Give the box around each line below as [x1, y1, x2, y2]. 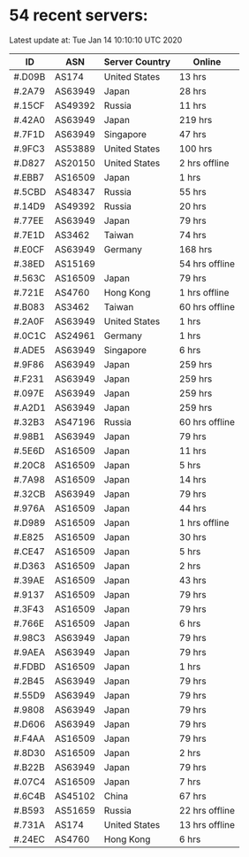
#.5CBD [13, 185, 47, 197]
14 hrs [179, 473, 207, 485]
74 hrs [179, 228, 207, 241]
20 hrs [179, 200, 207, 212]
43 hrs [179, 574, 207, 586]
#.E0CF [13, 243, 45, 255]
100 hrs [179, 143, 213, 155]
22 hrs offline [179, 804, 236, 816]
